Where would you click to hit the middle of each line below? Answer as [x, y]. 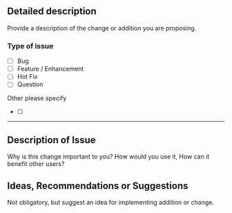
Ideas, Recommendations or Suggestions [98, 186]
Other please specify [37, 98]
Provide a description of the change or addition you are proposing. [102, 28]
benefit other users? [36, 164]
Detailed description [52, 11]
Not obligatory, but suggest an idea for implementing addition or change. [110, 202]
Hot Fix [27, 77]
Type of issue [30, 46]
